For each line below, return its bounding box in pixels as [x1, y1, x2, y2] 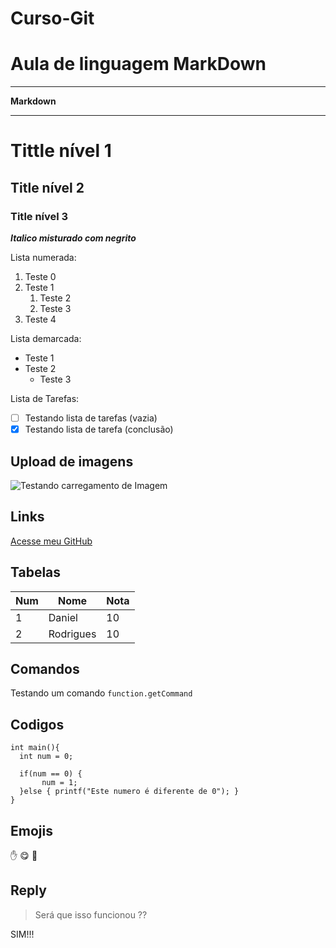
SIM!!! [10, 928, 35, 940]
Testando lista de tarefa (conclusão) [24, 423, 174, 436]
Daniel [48, 610, 78, 624]
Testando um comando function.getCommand [10, 687, 193, 699]
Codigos [10, 716, 65, 733]
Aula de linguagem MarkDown [10, 53, 267, 76]
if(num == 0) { [19, 769, 83, 779]
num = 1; [41, 778, 78, 788]
